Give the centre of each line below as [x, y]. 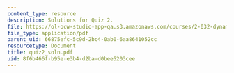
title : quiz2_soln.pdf [40, 53]
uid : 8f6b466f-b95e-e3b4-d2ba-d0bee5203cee [71, 59]
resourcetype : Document [42, 46]
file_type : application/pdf [48, 33]
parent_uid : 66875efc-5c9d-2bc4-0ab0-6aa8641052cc [82, 40]
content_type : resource [42, 14]
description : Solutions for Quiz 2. [60, 20]
